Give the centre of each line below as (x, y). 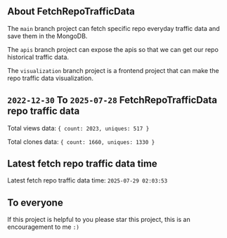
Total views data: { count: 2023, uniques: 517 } (78, 128)
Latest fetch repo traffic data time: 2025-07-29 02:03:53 (87, 180)
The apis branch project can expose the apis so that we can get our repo (113, 49)
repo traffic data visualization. (50, 78)
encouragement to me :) (43, 227)
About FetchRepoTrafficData (71, 12)
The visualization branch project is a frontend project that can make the (113, 70)
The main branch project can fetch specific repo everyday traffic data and (113, 28)
